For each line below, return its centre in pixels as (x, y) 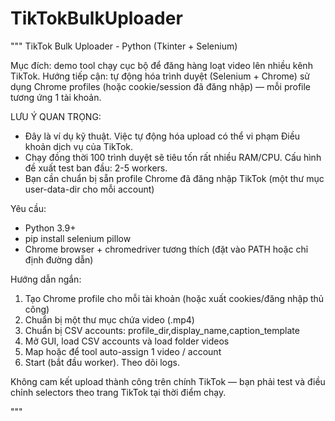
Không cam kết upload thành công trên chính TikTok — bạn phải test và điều (168, 381)
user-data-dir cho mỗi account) (89, 189)
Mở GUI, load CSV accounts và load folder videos (127, 341)
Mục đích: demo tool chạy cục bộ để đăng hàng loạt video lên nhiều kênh (161, 65)
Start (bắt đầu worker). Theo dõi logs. (102, 362)
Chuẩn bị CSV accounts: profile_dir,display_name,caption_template (162, 330)
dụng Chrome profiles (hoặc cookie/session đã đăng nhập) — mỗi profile (161, 86)
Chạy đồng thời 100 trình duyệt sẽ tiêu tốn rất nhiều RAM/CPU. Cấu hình (173, 157)
